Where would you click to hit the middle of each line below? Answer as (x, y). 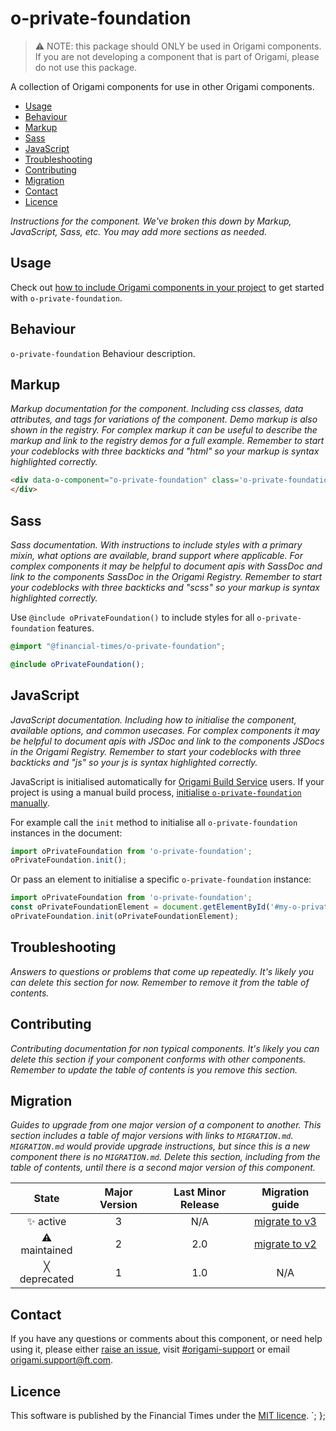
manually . (30, 803)
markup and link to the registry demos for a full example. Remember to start (167, 441)
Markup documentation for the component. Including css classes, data (157, 409)
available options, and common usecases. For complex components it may (165, 730)
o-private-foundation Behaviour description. (103, 353)
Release (200, 1205)
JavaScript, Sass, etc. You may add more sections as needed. (139, 231)
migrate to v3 (285, 1222)
